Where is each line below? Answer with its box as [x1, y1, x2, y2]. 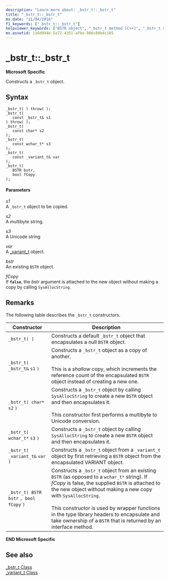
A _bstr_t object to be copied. [6, 204, 69, 210]
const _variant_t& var [12, 154, 60, 159]
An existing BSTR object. [6, 264, 55, 270]
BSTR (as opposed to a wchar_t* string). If [51, 473, 147, 480]
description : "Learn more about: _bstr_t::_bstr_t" [6, 7, 116, 13]
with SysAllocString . [51, 492, 100, 499]
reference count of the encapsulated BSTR [51, 371, 149, 378]
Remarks [6, 299, 35, 307]
